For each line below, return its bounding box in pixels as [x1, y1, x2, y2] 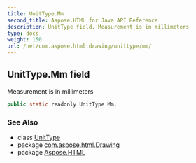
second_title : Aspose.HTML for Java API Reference [7, 17, 158, 24]
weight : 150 [7, 36, 42, 43]
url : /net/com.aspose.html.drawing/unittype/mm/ [7, 43, 152, 50]
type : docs [7, 29, 39, 37]
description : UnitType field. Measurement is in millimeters [7, 23, 190, 30]
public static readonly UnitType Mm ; [7, 101, 118, 108]
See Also [7, 117, 38, 127]
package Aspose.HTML [17, 148, 86, 156]
